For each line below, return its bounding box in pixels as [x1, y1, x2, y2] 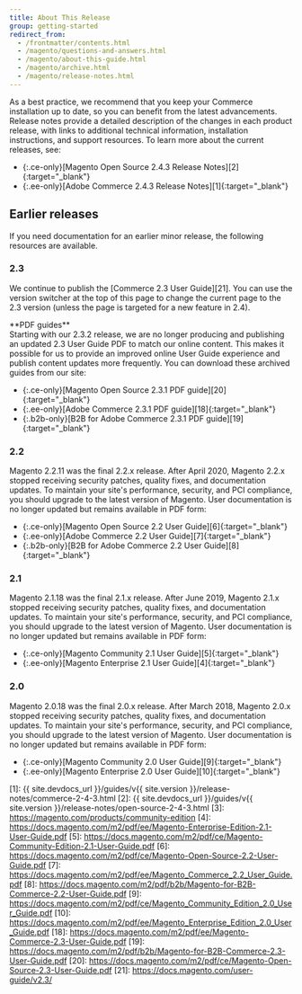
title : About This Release [9, 13, 111, 22]
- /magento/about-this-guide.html [17, 55, 147, 64]
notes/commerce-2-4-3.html [9, 793, 117, 803]
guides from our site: [9, 367, 87, 377]
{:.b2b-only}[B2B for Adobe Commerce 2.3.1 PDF [22, 413, 205, 423]
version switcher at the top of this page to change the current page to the [9, 292, 281, 303]
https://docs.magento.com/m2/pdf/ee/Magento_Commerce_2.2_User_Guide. [9, 869, 293, 880]
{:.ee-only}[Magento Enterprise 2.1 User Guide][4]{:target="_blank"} [22, 658, 276, 669]
